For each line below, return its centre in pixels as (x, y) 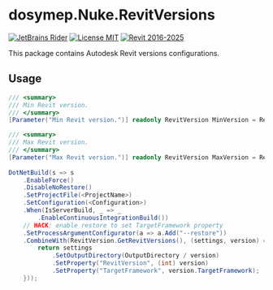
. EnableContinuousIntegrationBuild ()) (103, 218)
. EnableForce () (49, 180)
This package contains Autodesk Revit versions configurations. (114, 53)
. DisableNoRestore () (58, 188)
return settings (65, 248)
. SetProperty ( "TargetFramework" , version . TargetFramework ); (156, 271)
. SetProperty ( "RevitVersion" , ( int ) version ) (130, 263)
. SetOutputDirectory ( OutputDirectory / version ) (136, 256)
